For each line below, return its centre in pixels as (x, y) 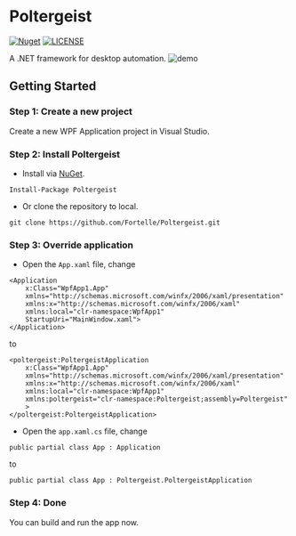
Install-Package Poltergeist (63, 190)
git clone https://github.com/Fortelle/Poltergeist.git (115, 223)
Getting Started (53, 86)
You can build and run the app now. (74, 522)
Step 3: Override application (72, 245)
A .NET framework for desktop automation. (88, 58)
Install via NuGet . (53, 173)
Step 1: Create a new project (71, 111)
